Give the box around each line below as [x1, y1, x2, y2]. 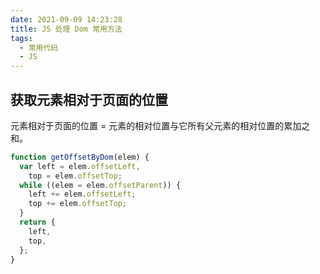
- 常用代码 [19, 42, 59, 53]
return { [19, 217, 56, 228]
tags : [10, 33, 33, 43]
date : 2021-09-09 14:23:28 [10, 14, 123, 25]
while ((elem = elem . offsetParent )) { [19, 180, 182, 190]
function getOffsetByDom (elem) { [10, 152, 150, 162]
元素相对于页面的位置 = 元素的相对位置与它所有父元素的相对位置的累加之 [10, 119, 311, 131]
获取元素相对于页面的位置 [10, 91, 168, 108]
